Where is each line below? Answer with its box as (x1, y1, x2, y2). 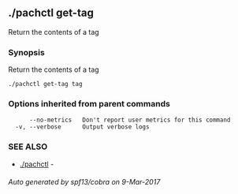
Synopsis (8, 47, 45, 58)
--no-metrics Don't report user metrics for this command (28, 116, 231, 125)
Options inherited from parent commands (8, 99, 171, 110)
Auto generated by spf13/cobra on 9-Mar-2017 (8, 177, 161, 187)
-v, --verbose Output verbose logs (15, 123, 150, 131)
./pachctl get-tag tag (8, 80, 83, 88)
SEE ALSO (8, 141, 48, 152)
